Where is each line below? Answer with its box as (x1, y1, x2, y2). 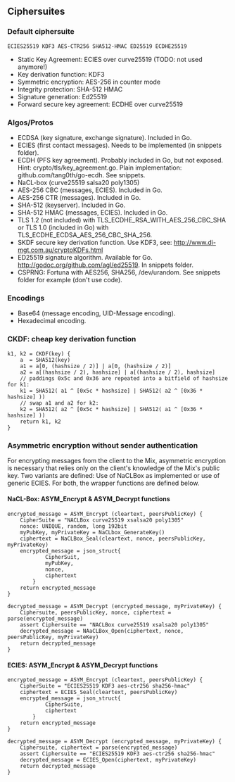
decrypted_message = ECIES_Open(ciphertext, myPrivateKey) (20, 757, 197, 764)
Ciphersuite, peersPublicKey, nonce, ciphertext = (20, 609, 172, 617)
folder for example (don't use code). (17, 275, 123, 284)
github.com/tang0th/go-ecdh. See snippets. (17, 170, 146, 179)
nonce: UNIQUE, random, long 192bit (20, 523, 128, 530)
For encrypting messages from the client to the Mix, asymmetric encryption (7, 456, 227, 465)
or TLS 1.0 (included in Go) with (17, 223, 109, 232)
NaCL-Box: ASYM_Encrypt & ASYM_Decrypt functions (7, 495, 170, 503)
